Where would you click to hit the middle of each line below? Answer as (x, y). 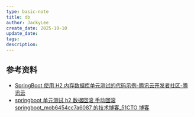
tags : (13, 39)
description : (22, 45)
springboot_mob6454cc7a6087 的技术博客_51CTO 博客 (82, 108)
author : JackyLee (28, 22)
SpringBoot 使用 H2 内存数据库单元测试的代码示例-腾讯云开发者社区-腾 (101, 85)
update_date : (22, 34)
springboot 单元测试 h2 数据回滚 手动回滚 (65, 100)
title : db (18, 17)
